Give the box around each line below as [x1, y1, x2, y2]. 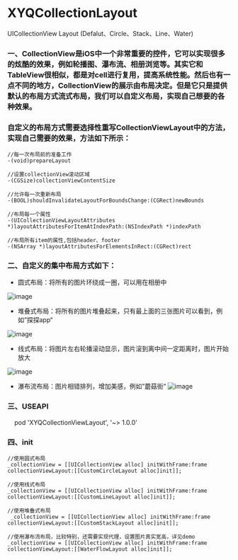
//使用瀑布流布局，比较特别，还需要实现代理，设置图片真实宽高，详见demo [7, 533, 195, 541]
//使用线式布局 [7, 481, 46, 488]
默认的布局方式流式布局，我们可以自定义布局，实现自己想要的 [7, 91, 218, 101]
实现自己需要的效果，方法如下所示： [7, 133, 131, 143]
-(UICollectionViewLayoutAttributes [7, 217, 115, 224]
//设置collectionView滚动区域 [7, 171, 90, 178]
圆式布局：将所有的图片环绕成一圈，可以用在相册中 [17, 278, 167, 287]
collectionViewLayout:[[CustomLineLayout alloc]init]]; [7, 493, 176, 501]
